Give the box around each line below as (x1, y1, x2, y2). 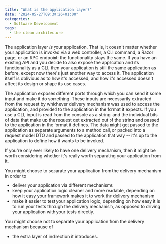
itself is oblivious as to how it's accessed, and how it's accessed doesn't (5, 75, 154, 81)
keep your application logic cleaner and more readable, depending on (12, 188, 155, 193)
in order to (5, 173, 26, 179)
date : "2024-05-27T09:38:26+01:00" (5, 12, 79, 17)
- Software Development (9, 21, 58, 26)
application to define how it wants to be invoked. (5, 138, 104, 144)
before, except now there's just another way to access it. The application (5, 70, 154, 76)
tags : (5, 26, 16, 31)
